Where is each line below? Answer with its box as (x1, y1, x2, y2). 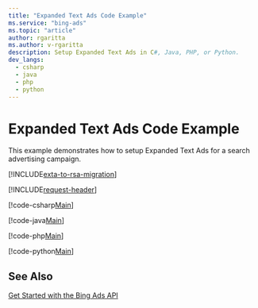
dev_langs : (8, 56, 44, 64)
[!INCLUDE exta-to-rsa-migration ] (8, 170, 117, 179)
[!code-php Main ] (8, 231, 64, 241)
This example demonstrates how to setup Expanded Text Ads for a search (8, 146, 250, 156)
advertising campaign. (8, 154, 82, 164)
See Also (8, 269, 53, 283)
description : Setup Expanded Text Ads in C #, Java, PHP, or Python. (8, 48, 240, 56)
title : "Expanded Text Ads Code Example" (8, 11, 148, 20)
